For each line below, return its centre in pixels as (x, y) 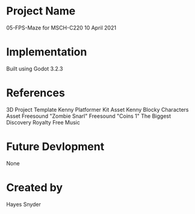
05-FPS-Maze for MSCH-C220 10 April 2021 (61, 28)
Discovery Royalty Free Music (43, 122)
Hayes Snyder (23, 204)
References (36, 93)
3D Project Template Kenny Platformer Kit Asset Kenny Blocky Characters (97, 109)
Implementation (47, 52)
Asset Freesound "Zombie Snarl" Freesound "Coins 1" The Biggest (89, 116)
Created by (35, 187)
